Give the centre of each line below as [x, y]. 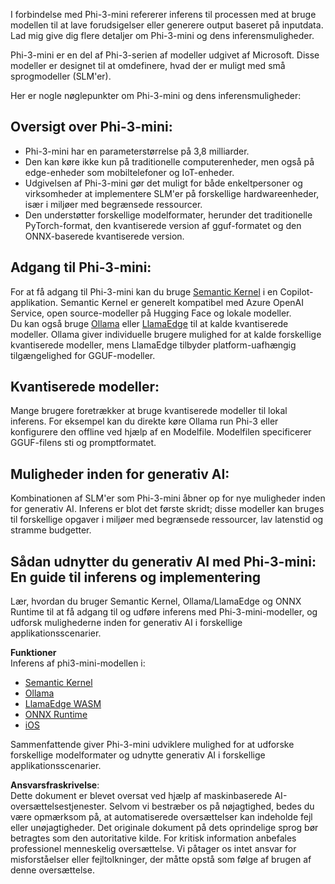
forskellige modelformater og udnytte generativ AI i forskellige [138, 755]
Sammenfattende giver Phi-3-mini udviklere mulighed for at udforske [152, 745]
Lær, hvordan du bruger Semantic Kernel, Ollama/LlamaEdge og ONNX [156, 601]
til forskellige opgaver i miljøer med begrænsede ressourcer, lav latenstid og [167, 520]
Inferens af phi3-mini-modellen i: [78, 663]
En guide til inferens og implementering [135, 577]
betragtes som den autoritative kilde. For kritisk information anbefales [153, 838]
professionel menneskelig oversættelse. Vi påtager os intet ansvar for [153, 849]
